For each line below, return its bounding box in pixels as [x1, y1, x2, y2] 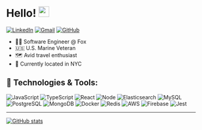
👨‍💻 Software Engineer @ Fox [14, 38, 87, 45]
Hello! [6, 7, 37, 20]
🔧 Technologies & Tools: [6, 78, 98, 88]
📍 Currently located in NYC [14, 60, 82, 67]
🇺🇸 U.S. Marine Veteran [14, 44, 76, 51]
